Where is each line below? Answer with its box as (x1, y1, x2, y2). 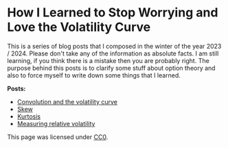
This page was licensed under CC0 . (7, 132, 109, 141)
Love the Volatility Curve (7, 19, 151, 35)
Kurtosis (16, 112, 41, 121)
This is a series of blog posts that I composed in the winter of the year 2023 (7, 42, 222, 50)
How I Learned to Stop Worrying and (7, 5, 218, 21)
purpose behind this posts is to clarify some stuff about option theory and (7, 64, 216, 72)
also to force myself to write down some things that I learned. (7, 71, 181, 79)
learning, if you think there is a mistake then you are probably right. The (7, 56, 209, 64)
